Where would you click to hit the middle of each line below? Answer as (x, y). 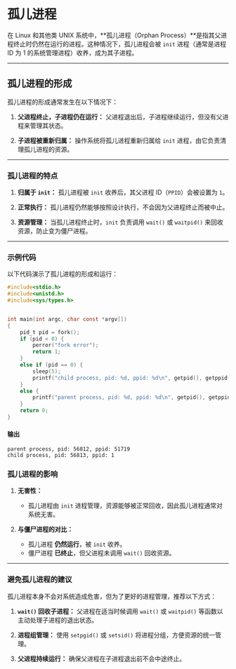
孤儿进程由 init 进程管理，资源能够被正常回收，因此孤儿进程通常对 (125, 505)
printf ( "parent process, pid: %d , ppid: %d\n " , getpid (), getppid (132, 397)
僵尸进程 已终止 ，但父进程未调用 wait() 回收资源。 (101, 553)
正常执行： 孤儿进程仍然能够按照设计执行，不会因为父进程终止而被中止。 (123, 207)
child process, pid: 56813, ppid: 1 (61, 456)
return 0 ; (34, 411)
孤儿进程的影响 (33, 475)
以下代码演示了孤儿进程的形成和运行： (63, 274)
